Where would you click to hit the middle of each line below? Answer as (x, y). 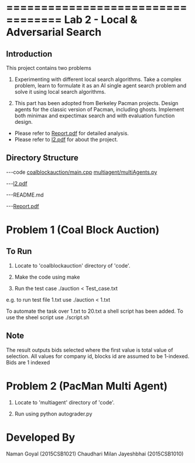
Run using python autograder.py (53, 414)
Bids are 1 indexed (28, 362)
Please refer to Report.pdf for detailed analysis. (71, 133)
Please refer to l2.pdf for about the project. (66, 139)
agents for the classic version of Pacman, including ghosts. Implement (99, 109)
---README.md (25, 195)
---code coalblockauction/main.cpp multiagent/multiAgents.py (82, 172)
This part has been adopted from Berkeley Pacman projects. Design (96, 103)
